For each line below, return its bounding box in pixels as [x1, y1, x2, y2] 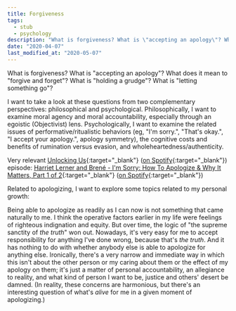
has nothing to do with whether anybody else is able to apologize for [7, 243, 206, 251]
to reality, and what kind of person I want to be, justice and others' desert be [7, 272, 229, 281]
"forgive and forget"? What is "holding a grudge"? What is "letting [7, 76, 198, 84]
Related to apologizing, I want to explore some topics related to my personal [7, 184, 228, 193]
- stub [13, 23, 33, 30]
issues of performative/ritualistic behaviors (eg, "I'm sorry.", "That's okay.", [7, 127, 223, 136]
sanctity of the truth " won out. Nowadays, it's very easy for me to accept [7, 228, 218, 236]
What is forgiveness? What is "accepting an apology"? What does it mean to [7, 68, 228, 77]
